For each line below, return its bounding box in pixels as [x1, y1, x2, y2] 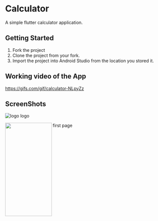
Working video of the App [5, 72, 86, 81]
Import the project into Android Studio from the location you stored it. [12, 58, 154, 64]
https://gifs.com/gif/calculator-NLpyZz [5, 85, 84, 91]
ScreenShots [5, 100, 46, 108]
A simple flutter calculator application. [5, 19, 83, 25]
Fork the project [12, 47, 46, 53]
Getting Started [5, 34, 54, 42]
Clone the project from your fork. [12, 52, 80, 58]
